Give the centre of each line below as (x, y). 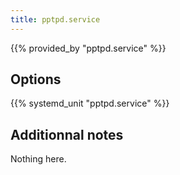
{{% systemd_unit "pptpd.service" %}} (90, 103)
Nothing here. (38, 159)
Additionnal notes (67, 134)
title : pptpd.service (55, 19)
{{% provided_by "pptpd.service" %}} (88, 48)
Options (36, 79)
